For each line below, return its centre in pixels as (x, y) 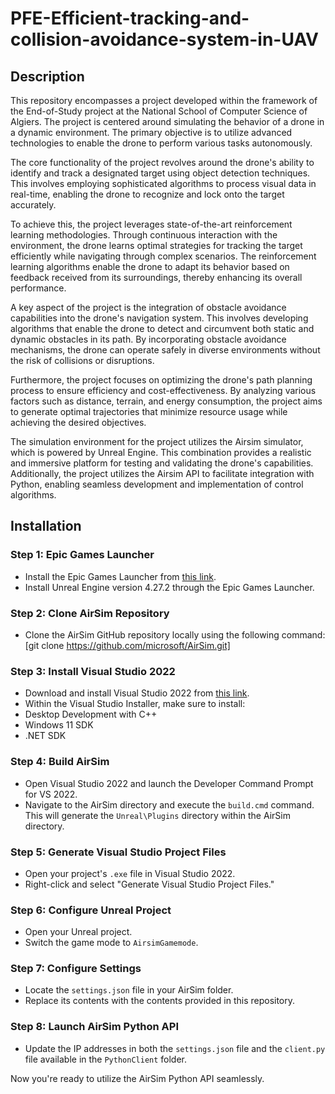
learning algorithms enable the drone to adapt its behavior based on (150, 266)
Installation (46, 526)
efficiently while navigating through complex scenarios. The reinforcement (163, 256)
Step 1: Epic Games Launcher (82, 555)
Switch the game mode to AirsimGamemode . (111, 943)
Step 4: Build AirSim (60, 762)
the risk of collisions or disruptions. (82, 360)
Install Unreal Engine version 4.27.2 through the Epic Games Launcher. (169, 587)
